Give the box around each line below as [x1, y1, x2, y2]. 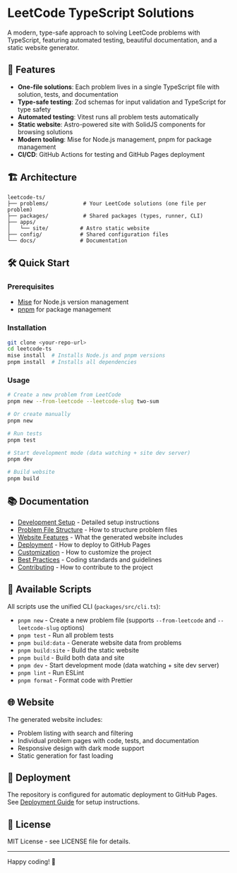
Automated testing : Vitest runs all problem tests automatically [17, 112, 199, 121]
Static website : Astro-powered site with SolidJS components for [17, 120, 206, 129]
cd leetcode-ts [7, 345, 52, 352]
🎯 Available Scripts [7, 583, 92, 595]
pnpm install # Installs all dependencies [7, 359, 138, 366]
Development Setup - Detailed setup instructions [17, 518, 160, 526]
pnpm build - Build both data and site [17, 653, 125, 662]
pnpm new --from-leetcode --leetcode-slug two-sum [7, 398, 159, 405]
